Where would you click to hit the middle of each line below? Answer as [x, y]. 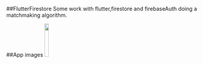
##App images [25, 54]
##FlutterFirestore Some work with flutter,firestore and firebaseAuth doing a [102, 9]
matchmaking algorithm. [37, 15]
